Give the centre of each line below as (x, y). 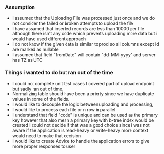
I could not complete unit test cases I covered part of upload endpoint (83, 83)
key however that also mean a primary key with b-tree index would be (83, 120)
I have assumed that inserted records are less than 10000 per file (78, 29)
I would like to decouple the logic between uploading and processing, (83, 104)
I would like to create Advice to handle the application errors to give (81, 141)
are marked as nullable (35, 49)
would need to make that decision (47, 136)
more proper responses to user (44, 146)
